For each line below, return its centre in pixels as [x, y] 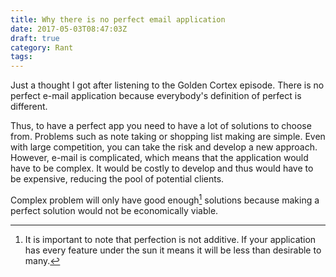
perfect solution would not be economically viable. [114, 210]
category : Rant [42, 47]
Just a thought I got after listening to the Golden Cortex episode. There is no [167, 85]
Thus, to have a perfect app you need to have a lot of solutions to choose [161, 126]
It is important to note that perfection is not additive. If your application [170, 239]
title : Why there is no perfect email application [118, 19]
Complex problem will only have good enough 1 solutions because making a [165, 199]
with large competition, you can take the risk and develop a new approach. [164, 147]
